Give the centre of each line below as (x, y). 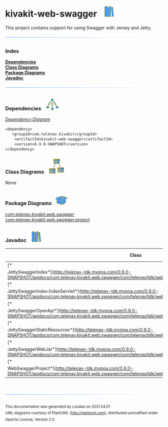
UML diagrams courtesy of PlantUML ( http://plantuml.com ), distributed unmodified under (82, 413)
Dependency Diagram (28, 119)
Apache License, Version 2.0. (30, 420)
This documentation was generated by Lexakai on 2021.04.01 (58, 406)
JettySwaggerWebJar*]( (33, 349)
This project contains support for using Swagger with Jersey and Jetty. (78, 28)
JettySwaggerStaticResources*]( (42, 330)
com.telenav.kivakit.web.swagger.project (47, 219)
